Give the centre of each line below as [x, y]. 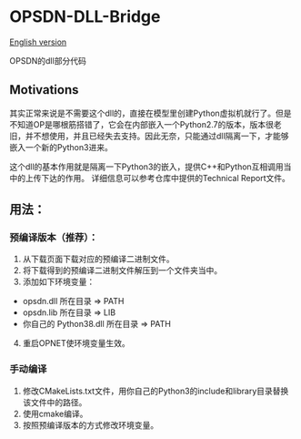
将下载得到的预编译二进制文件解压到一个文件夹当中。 [122, 271]
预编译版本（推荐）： [54, 238]
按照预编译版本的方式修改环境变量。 [90, 424]
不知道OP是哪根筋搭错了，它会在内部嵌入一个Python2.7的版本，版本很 [142, 124]
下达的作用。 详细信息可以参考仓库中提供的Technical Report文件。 [166, 178]
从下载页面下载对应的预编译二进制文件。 [98, 259]
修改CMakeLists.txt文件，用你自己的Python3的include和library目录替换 [156, 391]
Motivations [44, 90]
